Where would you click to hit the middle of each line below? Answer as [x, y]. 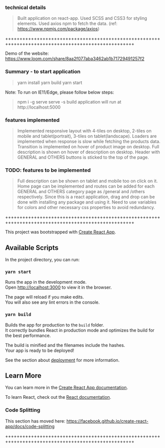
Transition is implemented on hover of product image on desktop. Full [88, 146]
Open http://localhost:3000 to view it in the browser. [58, 287]
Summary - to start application [43, 72]
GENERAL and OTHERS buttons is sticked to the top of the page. [83, 157]
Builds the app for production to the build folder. [55, 325]
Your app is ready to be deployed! [40, 350]
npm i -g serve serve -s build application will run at [69, 102]
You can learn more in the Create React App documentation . [67, 388]
